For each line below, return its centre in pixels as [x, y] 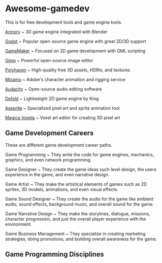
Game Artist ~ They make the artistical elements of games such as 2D [76, 184]
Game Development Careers [49, 133]
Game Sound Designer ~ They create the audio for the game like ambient [79, 199]
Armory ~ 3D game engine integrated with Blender [56, 32]
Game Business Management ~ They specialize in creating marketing [76, 233]
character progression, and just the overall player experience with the [76, 219]
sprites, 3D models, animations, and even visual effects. [62, 189]
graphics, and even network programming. [49, 160]
